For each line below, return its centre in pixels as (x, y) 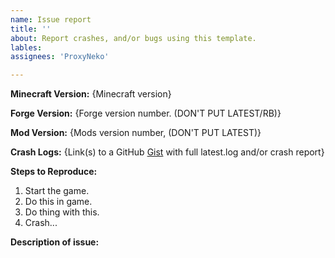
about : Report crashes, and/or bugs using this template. (133, 38)
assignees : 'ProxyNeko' (60, 57)
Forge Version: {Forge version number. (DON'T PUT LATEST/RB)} (146, 113)
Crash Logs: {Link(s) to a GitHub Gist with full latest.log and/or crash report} (167, 152)
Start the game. (57, 191)
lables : (26, 47)
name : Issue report (51, 19)
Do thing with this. (62, 212)
